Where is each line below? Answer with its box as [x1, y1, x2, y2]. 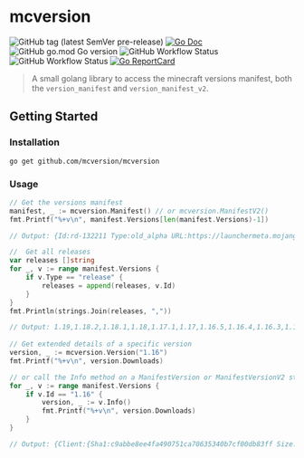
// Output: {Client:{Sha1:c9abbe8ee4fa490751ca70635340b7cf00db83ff [9, 439, 273, 449]
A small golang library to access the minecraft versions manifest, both [31, 72, 292, 83]
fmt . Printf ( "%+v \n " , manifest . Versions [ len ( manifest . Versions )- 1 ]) [9, 215, 270, 224]
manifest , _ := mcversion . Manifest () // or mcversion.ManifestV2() [9, 206, 270, 215]
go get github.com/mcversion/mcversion [9, 157, 160, 166]
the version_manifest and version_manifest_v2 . [31, 82, 209, 93]
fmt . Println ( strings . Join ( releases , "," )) [9, 306, 172, 316]
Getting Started [9, 109, 99, 124]
